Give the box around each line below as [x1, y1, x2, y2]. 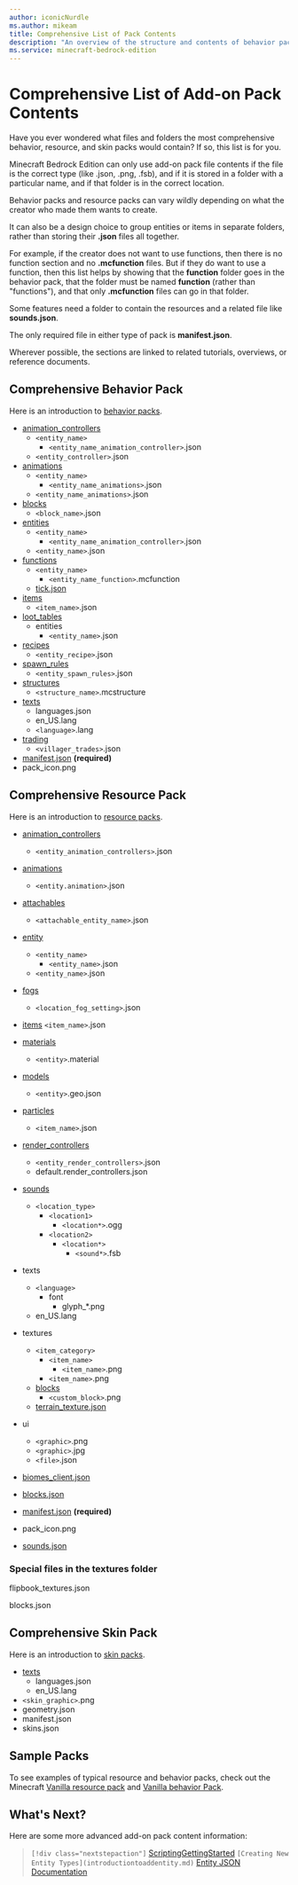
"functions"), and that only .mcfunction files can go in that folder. [9, 286, 249, 297]
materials [21, 1036, 56, 1047]
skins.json [21, 1723, 59, 1733]
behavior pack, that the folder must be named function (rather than [9, 277, 255, 287]
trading [21, 734, 49, 744]
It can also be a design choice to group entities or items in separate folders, [9, 222, 286, 232]
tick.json [35, 583, 67, 593]
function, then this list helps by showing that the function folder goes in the [9, 267, 286, 278]
